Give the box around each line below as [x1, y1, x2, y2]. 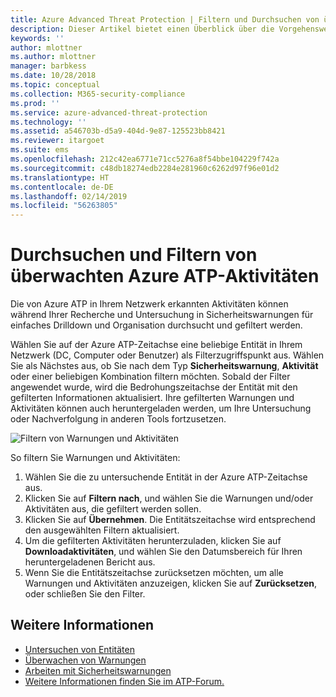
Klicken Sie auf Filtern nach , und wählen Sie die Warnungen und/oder [24, 492, 314, 505]
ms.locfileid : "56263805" [10, 201, 118, 211]
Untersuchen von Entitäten [24, 643, 135, 655]
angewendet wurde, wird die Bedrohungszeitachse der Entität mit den [10, 381, 298, 393]
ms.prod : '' [10, 98, 60, 108]
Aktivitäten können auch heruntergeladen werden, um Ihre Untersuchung [10, 402, 312, 415]
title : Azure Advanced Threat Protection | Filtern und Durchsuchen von [10, 14, 320, 25]
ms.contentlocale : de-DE [10, 182, 114, 192]
